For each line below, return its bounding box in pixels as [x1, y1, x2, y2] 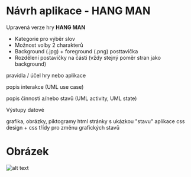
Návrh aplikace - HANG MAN [6, 4, 151, 18]
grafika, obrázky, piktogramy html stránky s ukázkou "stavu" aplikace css [6, 117, 185, 125]
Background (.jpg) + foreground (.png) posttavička [14, 47, 138, 54]
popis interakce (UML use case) [6, 83, 84, 90]
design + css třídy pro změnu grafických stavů [6, 124, 120, 131]
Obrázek [6, 145, 49, 158]
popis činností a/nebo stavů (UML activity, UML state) [6, 95, 137, 102]
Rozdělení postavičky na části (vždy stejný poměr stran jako [14, 54, 161, 61]
